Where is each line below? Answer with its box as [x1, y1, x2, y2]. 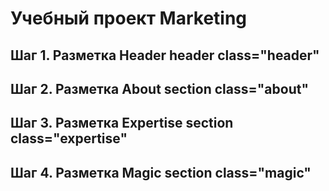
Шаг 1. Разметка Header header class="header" [10, 47, 320, 64]
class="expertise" [10, 130, 128, 147]
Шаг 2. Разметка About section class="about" [10, 80, 310, 97]
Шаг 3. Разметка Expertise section [10, 115, 234, 132]
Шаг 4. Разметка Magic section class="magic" [10, 164, 312, 181]
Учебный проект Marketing [10, 7, 248, 30]
